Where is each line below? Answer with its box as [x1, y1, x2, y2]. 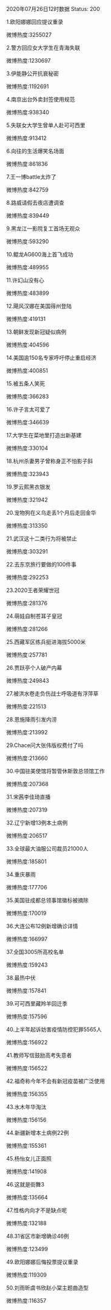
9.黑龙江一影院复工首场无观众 [6, 225, 81, 232]
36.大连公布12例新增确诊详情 [6, 923, 79, 929]
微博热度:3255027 [6, 31, 52, 38]
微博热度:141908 [6, 1168, 47, 1175]
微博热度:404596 [6, 341, 50, 348]
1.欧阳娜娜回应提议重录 [6, 18, 64, 26]
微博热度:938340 [6, 109, 50, 115]
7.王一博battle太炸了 [6, 173, 56, 181]
